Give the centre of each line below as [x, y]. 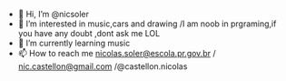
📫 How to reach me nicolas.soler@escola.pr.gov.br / [117, 53]
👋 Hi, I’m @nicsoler [53, 14]
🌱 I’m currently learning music [74, 43]
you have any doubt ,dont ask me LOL [89, 33]
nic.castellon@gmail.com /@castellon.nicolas [103, 66]
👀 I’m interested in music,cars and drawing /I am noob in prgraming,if [147, 24]
